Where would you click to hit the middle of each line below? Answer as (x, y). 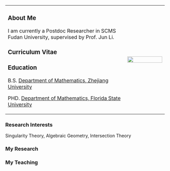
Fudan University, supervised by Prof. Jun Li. (61, 37)
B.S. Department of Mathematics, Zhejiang (58, 80)
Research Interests (29, 124)
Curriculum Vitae (32, 52)
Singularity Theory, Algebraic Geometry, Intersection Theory (68, 136)
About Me (22, 18)
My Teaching (22, 162)
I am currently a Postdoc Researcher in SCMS (62, 31)
